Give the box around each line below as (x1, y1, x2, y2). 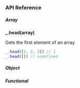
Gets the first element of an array (5, 39, 75, 45)
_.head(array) (5, 30, 35, 36)
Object (5, 65, 20, 71)
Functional (5, 78, 29, 84)
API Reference (5, 4, 42, 11)
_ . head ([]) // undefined (5, 54, 58, 59)
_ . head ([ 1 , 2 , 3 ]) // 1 (5, 49, 56, 54)
